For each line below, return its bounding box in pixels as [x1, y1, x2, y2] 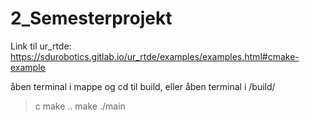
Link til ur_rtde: [10, 40, 72, 52]
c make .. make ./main [34, 100, 126, 112]
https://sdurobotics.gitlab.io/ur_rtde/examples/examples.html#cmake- [10, 50, 300, 62]
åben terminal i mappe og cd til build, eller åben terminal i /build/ [10, 80, 276, 92]
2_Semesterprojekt [10, 7, 173, 30]
